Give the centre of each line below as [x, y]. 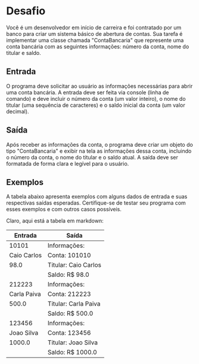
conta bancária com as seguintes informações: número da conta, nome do [98, 47]
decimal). [18, 111]
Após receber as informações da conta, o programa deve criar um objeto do [100, 144]
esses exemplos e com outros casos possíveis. [64, 209]
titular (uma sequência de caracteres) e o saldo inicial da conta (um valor [96, 105]
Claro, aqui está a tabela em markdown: [55, 221]
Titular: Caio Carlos [74, 265]
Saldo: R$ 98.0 [68, 274]
